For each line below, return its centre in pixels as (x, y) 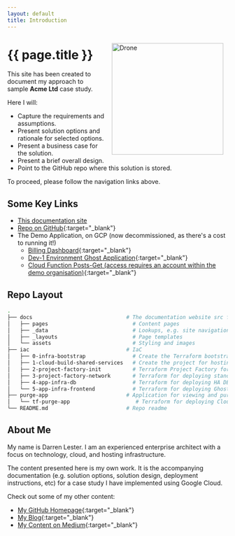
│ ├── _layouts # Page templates (95, 337)
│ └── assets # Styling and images (101, 344)
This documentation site (52, 220)
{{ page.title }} (50, 55)
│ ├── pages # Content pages (93, 324)
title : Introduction (37, 20)
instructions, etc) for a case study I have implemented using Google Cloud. (115, 483)
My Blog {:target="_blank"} (56, 517)
